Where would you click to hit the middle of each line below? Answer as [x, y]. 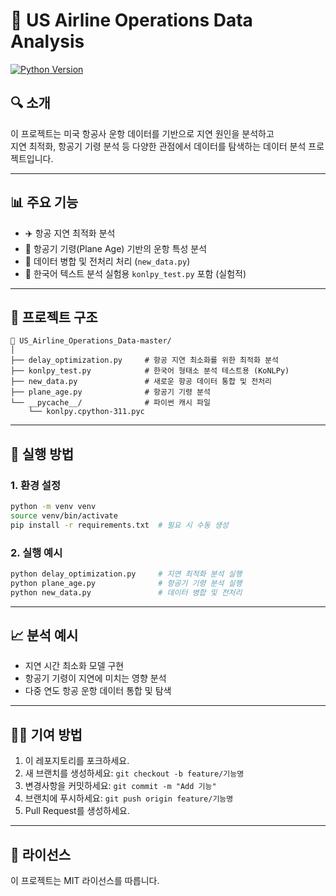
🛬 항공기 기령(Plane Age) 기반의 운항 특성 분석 [116, 248]
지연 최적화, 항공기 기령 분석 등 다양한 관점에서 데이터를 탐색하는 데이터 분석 [158, 146]
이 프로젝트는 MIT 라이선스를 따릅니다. [85, 881]
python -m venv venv [53, 507]
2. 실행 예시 [36, 552]
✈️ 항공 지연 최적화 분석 [70, 233]
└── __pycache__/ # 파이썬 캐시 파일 [110, 403]
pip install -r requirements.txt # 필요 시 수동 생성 [119, 525]
